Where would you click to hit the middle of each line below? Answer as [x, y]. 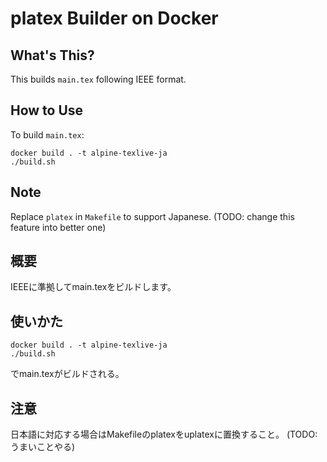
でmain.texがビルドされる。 [67, 374]
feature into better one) [58, 227]
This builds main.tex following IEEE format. [98, 79]
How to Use [47, 110]
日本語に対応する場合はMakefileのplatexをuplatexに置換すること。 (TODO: [164, 434]
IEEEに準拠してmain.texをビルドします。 [93, 287]
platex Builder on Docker [114, 18]
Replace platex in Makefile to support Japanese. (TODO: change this [152, 216]
